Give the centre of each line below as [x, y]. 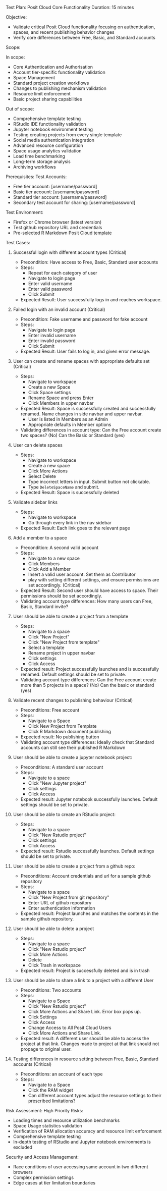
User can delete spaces [38, 445]
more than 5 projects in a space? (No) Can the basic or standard [87, 685]
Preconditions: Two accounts [51, 990]
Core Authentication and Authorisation [53, 67]
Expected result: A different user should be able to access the [85, 1038]
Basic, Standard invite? [44, 607]
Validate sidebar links [35, 502]
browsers [23, 1172]
